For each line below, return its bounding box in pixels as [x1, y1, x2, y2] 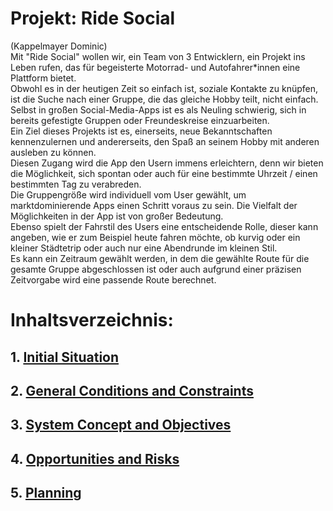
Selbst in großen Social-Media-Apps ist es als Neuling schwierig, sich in [10, 103, 307, 116]
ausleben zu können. [10, 146, 97, 158]
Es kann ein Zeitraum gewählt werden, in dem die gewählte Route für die [10, 252, 310, 264]
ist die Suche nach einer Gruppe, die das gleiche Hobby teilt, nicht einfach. [10, 93, 319, 105]
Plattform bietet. [10, 72, 77, 84]
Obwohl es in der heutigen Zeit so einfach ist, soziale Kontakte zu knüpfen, [10, 82, 318, 94]
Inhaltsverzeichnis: [10, 309, 174, 332]
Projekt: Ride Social [10, 7, 176, 30]
